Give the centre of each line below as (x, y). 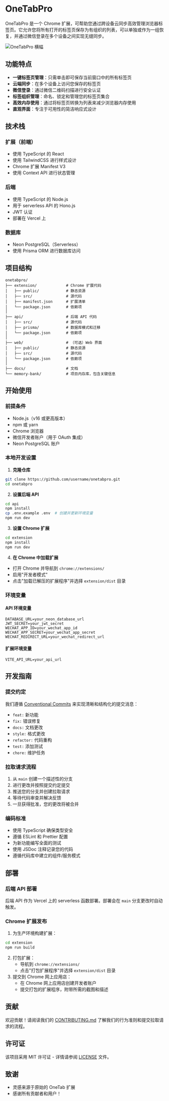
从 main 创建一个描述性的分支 (43, 779)
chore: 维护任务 (29, 753)
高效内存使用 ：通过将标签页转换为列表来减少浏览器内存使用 (74, 103)
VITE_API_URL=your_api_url (33, 660)
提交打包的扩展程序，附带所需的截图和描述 (64, 989)
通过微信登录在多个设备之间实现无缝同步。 (62, 36)
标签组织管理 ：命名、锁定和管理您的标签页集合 (61, 96)
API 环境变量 (18, 608)
